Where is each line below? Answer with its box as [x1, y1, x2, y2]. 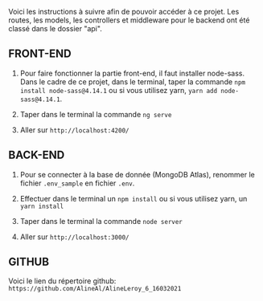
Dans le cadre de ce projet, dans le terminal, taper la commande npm [19, 76, 246, 87]
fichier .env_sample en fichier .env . [19, 178, 135, 188]
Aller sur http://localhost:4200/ [19, 124, 129, 135]
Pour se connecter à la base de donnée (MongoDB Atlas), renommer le [19, 169, 256, 179]
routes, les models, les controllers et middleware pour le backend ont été [8, 15, 250, 25]
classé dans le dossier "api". [8, 24, 102, 33]
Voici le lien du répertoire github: [8, 276, 117, 286]
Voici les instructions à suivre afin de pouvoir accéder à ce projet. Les [8, 7, 240, 16]
